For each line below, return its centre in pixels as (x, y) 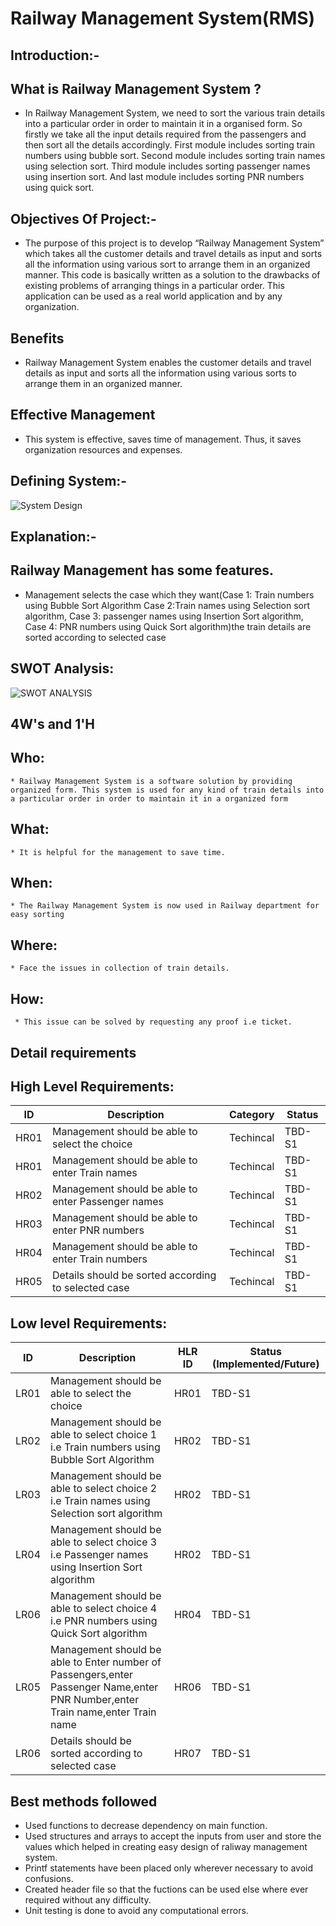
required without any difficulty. (88, 1899)
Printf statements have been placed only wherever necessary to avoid (168, 1868)
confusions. (49, 1878)
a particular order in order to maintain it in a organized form (149, 798)
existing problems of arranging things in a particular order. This (154, 286)
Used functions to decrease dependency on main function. (146, 1825)
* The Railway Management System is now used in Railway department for (165, 906)
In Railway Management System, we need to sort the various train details (175, 113)
